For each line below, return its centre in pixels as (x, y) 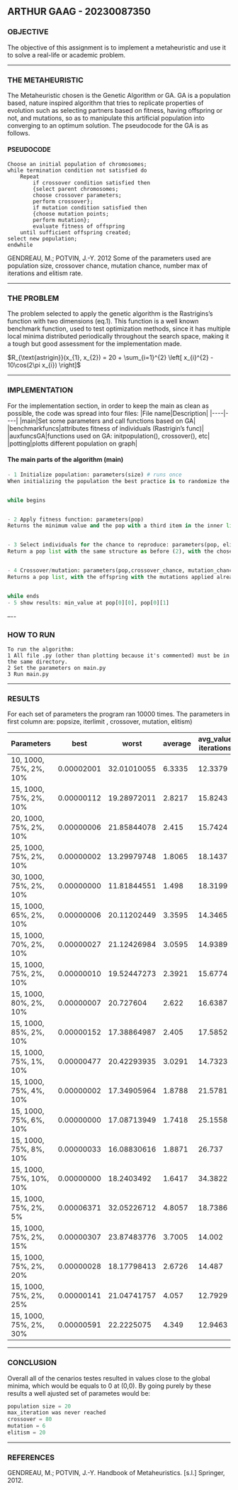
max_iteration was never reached (57, 1413)
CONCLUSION (32, 1363)
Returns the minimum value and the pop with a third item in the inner (115, 526)
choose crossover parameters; (77, 195)
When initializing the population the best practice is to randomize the (119, 481)
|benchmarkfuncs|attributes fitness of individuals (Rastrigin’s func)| (106, 428)
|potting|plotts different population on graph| (73, 443)
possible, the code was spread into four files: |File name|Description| (108, 413)
